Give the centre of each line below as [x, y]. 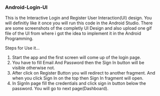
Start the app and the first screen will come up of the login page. [77, 58]
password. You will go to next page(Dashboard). [60, 89]
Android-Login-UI [26, 7]
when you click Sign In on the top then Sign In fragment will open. [78, 78]
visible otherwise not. [33, 68]
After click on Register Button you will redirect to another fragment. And [84, 73]
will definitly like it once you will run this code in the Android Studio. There [79, 23]
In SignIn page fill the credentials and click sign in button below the [79, 83]
